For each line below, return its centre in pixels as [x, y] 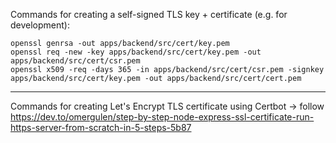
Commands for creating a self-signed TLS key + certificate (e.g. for [149, 14]
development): [40, 25]
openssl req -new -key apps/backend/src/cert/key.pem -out [136, 52]
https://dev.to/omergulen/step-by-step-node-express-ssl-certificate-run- [162, 117]
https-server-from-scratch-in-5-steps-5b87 [101, 127]
